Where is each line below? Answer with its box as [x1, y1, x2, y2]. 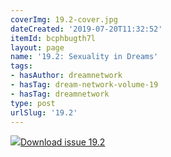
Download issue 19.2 [20, 136, 106, 148]
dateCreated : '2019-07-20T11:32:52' [10, 24, 163, 34]
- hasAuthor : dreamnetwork [10, 71, 123, 81]
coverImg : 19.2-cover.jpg [10, 14, 118, 25]
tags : [10, 61, 33, 71]
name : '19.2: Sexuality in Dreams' [10, 52, 159, 62]
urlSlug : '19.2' [10, 107, 78, 118]
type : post [10, 98, 56, 108]
